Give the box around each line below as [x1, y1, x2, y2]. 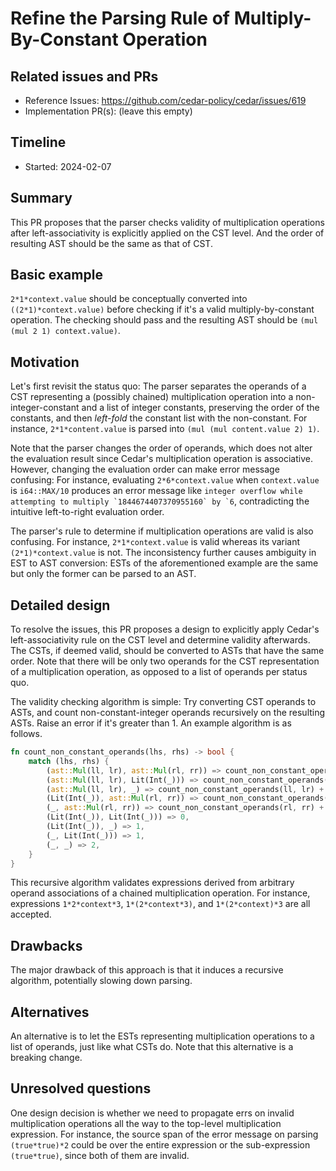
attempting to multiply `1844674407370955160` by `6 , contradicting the [10, 495, 310, 507]
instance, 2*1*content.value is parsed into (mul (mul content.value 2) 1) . [10, 423, 320, 435]
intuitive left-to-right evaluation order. [10, 506, 165, 518]
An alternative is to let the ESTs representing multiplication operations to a [10, 1030, 315, 1042]
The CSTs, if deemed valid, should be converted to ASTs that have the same [10, 645, 325, 657]
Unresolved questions [10, 1080, 152, 1097]
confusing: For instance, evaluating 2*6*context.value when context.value [10, 474, 320, 486]
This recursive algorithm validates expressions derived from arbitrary [10, 877, 295, 889]
